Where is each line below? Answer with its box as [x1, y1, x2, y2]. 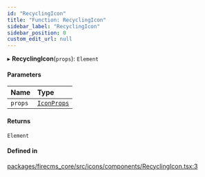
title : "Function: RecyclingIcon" [7, 17, 107, 23]
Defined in [7, 147, 38, 155]
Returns [7, 116, 31, 125]
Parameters [7, 70, 41, 79]
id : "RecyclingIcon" [7, 10, 67, 17]
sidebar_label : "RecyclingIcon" [7, 23, 100, 30]
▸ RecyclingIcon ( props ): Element [7, 54, 99, 63]
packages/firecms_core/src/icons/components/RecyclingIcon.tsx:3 [7, 162, 198, 170]
